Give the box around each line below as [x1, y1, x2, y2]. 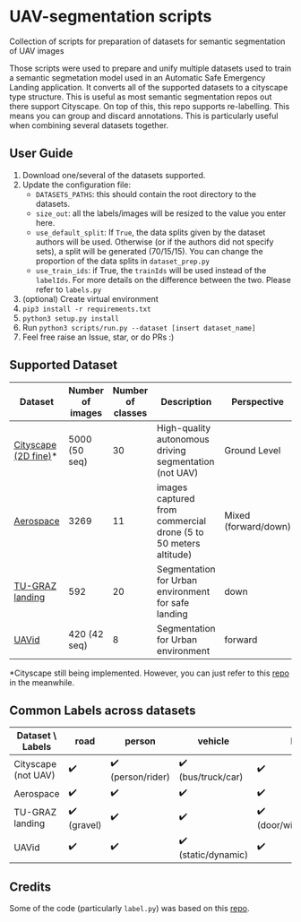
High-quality [156, 421, 211, 434]
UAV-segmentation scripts [9, 6, 212, 27]
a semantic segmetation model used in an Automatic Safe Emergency [9, 72, 266, 82]
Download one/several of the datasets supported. [21, 169, 206, 180]
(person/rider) [110, 771, 170, 783]
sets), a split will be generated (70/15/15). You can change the [35, 246, 263, 256]
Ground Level [224, 444, 281, 456]
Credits [9, 879, 52, 894]
